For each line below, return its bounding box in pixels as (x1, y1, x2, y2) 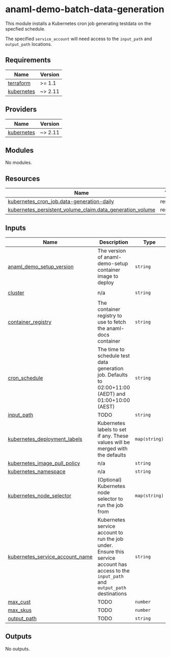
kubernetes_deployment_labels (8, 436, 82, 442)
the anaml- (97, 325, 125, 332)
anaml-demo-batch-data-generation (5, 4, 164, 15)
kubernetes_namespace (8, 468, 66, 475)
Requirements (5, 56, 51, 65)
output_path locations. (5, 41, 52, 47)
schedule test (97, 352, 130, 359)
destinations (97, 590, 127, 597)
